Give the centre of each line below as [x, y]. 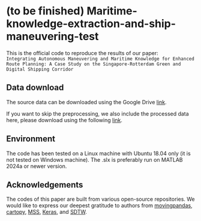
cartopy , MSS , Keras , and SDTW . [46, 212]
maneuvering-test [52, 37]
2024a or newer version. [37, 166]
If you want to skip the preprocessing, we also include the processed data [97, 113]
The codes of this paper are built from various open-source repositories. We [100, 199]
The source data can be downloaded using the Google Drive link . [86, 102]
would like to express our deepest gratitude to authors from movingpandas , [100, 205]
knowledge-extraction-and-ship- [91, 24]
